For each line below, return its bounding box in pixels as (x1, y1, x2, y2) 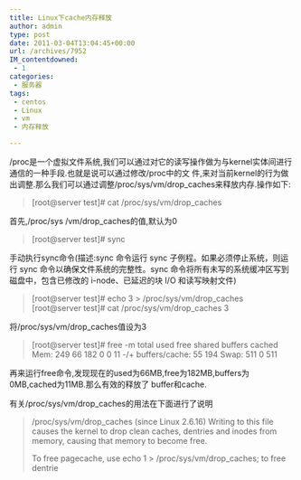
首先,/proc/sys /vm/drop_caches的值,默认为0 (9, 216, 178, 226)
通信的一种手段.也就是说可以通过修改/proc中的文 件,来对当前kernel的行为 (9, 168, 281, 178)
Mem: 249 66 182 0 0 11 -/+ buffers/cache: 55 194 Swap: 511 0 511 (31, 349, 277, 360)
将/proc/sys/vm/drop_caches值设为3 (9, 322, 147, 332)
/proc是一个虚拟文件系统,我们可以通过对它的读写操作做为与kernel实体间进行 (9, 156, 292, 167)
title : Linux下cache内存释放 (9, 13, 113, 23)
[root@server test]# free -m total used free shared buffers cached (31, 340, 278, 350)
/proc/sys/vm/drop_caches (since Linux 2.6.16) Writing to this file (31, 417, 274, 427)
